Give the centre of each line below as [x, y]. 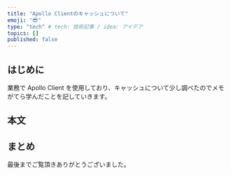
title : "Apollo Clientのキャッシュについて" [68, 14]
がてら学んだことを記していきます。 [59, 96]
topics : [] [23, 33]
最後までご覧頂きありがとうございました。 [69, 165]
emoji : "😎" [24, 20]
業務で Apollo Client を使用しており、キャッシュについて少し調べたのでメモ [116, 87]
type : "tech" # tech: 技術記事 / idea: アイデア [75, 26]
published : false [33, 40]
